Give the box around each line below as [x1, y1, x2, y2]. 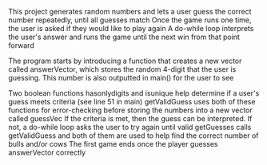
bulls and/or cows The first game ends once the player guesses [8, 139, 218, 148]
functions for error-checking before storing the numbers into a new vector [8, 105, 253, 115]
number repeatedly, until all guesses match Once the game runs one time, [8, 15, 252, 25]
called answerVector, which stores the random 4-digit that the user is [8, 65, 237, 74]
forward [8, 41, 34, 50]
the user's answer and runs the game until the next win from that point [8, 32, 240, 41]
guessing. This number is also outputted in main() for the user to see [8, 73, 234, 82]
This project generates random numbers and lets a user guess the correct [8, 7, 252, 16]
